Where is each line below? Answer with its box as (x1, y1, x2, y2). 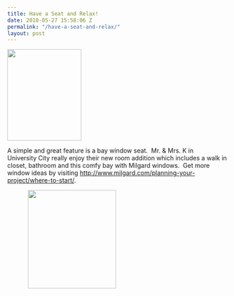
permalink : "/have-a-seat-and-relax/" (7, 23, 121, 30)
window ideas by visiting (7, 169, 78, 177)
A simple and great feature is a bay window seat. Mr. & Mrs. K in (7, 146, 194, 155)
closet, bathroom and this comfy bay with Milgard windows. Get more (7, 162, 210, 170)
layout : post (7, 29, 46, 37)
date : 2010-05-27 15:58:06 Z (7, 17, 92, 24)
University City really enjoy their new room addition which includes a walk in (7, 154, 228, 162)
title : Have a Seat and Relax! (7, 10, 99, 17)
